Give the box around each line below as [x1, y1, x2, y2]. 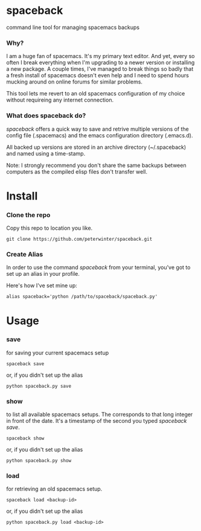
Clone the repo [6, 210, 51, 219]
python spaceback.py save [6, 383, 71, 389]
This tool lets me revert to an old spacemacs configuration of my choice [6, 90, 185, 97]
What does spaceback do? [6, 111, 86, 120]
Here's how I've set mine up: [6, 282, 77, 289]
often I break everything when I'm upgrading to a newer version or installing [6, 59, 195, 67]
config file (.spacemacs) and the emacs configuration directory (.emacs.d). [6, 131, 193, 139]
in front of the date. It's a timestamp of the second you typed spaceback [6, 417, 187, 425]
